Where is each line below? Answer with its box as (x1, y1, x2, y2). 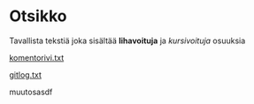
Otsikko (9, 6, 67, 26)
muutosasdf (9, 86, 53, 97)
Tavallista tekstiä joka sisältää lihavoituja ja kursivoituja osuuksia (9, 35, 246, 46)
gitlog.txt (9, 69, 42, 80)
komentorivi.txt (9, 52, 65, 63)
